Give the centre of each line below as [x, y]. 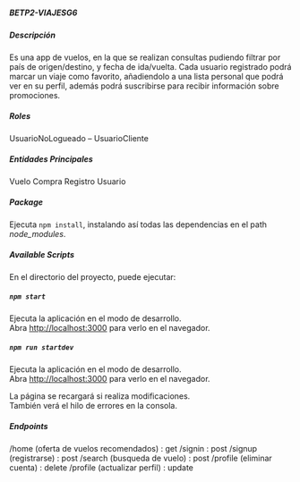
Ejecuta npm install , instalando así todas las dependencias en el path [138, 224]
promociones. [35, 96]
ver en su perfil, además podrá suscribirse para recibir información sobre [144, 86]
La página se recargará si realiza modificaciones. [100, 396]
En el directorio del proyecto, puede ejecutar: [93, 277]
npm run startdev [42, 347]
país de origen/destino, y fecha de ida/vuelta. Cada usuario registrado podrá [150, 67]
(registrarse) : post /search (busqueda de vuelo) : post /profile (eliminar [141, 458]
